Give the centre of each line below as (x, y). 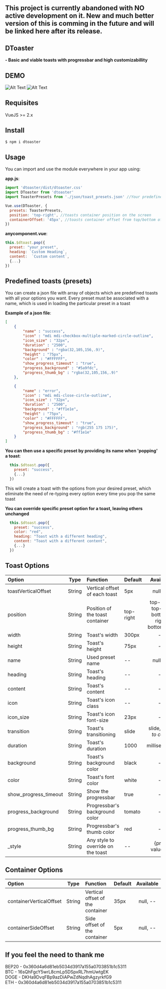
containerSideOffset (31, 928)
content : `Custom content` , (40, 257)
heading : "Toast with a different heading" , (61, 537)
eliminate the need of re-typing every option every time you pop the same (80, 493)
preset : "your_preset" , (34, 247)
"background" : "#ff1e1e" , (51, 409)
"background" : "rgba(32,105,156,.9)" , (64, 350)
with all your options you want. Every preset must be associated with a (77, 298)
